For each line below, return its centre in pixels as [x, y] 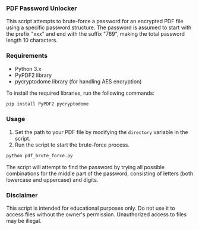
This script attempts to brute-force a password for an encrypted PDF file [95, 21]
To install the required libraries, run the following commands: [80, 93]
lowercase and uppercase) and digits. [52, 179]
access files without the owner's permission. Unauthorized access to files [97, 214]
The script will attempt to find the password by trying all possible [86, 167]
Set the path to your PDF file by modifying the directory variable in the [101, 132]
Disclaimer [22, 195]
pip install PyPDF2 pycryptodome [48, 104]
